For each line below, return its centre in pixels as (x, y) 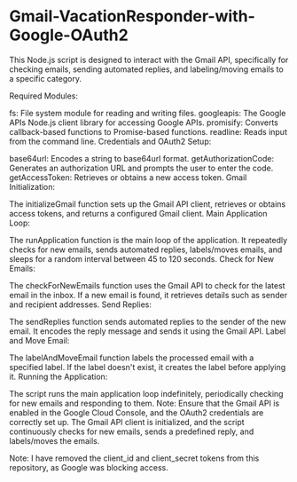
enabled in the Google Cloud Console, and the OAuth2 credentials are (137, 412)
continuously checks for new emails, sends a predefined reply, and (132, 431)
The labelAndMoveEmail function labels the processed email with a (132, 358)
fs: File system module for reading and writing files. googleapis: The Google (148, 113)
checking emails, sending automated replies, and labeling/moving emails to (146, 69)
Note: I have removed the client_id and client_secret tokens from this (134, 458)
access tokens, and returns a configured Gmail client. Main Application (138, 213)
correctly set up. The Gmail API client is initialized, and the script (127, 422)
